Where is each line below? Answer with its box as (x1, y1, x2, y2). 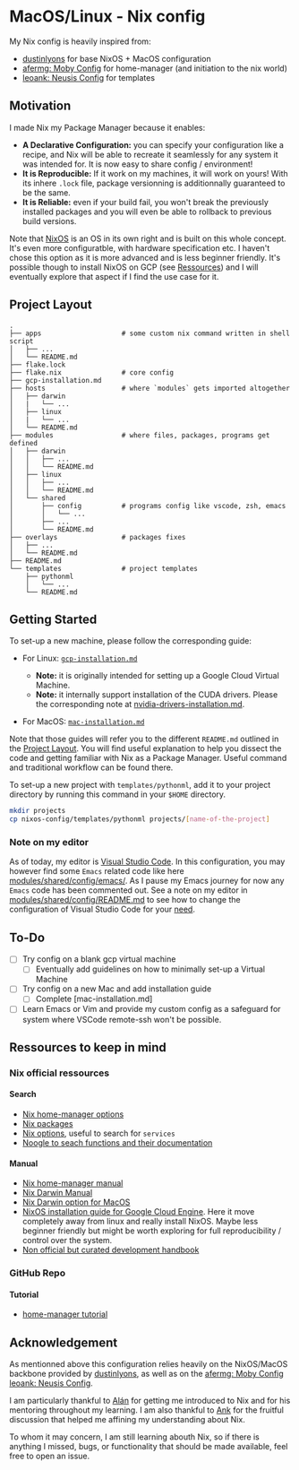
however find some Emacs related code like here (9, 866, 185, 877)
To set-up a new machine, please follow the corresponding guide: (9, 636, 252, 646)
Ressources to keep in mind (9, 1040, 167, 1055)
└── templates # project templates (9, 564, 199, 573)
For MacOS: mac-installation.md (21, 716, 145, 727)
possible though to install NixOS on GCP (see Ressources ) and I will (9, 262, 259, 272)
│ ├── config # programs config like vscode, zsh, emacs (9, 501, 286, 510)
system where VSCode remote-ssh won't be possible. (21, 1014, 222, 1025)
